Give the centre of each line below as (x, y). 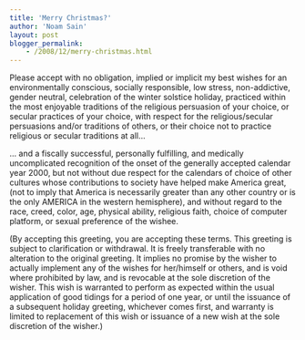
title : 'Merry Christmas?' (61, 18)
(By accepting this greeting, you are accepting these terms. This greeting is (151, 239)
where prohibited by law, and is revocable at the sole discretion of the (140, 278)
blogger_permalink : (46, 43)
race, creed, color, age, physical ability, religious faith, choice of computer (148, 211)
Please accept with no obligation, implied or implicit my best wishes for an (148, 77)
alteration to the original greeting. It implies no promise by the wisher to (143, 258)
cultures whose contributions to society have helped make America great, (148, 182)
